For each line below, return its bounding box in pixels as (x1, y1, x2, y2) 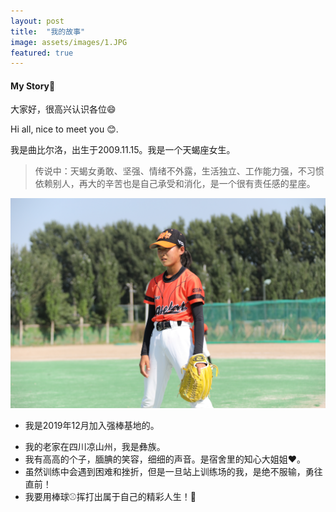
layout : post (10, 16, 65, 26)
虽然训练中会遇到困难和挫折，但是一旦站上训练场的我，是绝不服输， (24, 466, 306, 478)
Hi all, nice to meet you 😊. (10, 123, 119, 135)
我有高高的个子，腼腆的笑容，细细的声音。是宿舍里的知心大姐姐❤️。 (24, 453, 307, 465)
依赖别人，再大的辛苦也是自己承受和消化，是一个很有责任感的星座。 (34, 178, 316, 190)
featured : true (10, 48, 74, 58)
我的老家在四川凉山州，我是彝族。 (24, 441, 166, 453)
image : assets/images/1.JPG (10, 37, 128, 47)
